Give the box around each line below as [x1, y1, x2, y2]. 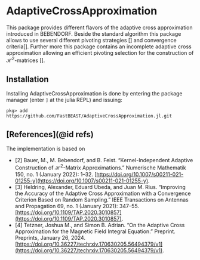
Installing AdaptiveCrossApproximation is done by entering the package [6, 90, 183, 97]
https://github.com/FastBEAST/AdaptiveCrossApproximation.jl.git [6, 113, 172, 119]
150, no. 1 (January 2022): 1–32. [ [14, 171, 97, 178]
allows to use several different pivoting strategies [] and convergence [6, 36, 177, 44]
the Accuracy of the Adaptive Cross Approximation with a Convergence [14, 190, 191, 197]
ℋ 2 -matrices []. [6, 55, 45, 64]
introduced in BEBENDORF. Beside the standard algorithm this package [6, 30, 181, 37]
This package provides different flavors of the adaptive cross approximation [6, 24, 193, 31]
